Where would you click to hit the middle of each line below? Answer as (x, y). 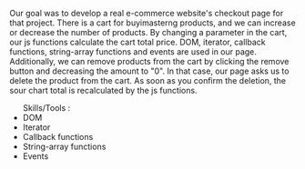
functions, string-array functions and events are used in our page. (133, 52)
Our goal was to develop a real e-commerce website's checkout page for (147, 13)
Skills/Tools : (46, 108)
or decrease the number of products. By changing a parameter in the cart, (148, 32)
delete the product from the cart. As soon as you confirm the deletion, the (148, 80)
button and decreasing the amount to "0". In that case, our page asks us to (149, 71)
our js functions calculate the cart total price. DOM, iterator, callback (137, 42)
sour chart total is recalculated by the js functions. (103, 90)
